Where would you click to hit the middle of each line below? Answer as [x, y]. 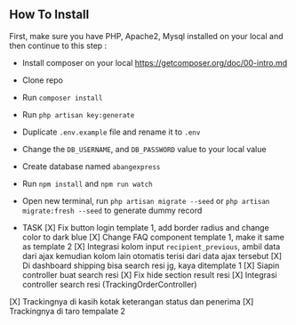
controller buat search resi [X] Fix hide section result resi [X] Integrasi [149, 274]
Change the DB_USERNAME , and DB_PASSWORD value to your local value [144, 149]
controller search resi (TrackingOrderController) [109, 284]
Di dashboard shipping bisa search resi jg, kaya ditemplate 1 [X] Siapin [151, 265]
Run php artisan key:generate [78, 114]
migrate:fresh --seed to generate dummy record [112, 210]
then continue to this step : [58, 45]
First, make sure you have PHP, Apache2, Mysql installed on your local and [146, 36]
